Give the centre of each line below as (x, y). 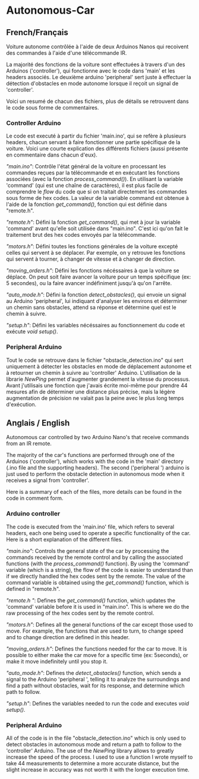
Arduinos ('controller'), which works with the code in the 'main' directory (95, 461)
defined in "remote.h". (33, 589)
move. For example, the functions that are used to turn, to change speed (95, 631)
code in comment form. (35, 498)
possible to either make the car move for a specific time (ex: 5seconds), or (97, 655)
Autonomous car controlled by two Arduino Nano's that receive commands (98, 437)
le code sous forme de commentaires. (53, 107)
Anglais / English (38, 423)
